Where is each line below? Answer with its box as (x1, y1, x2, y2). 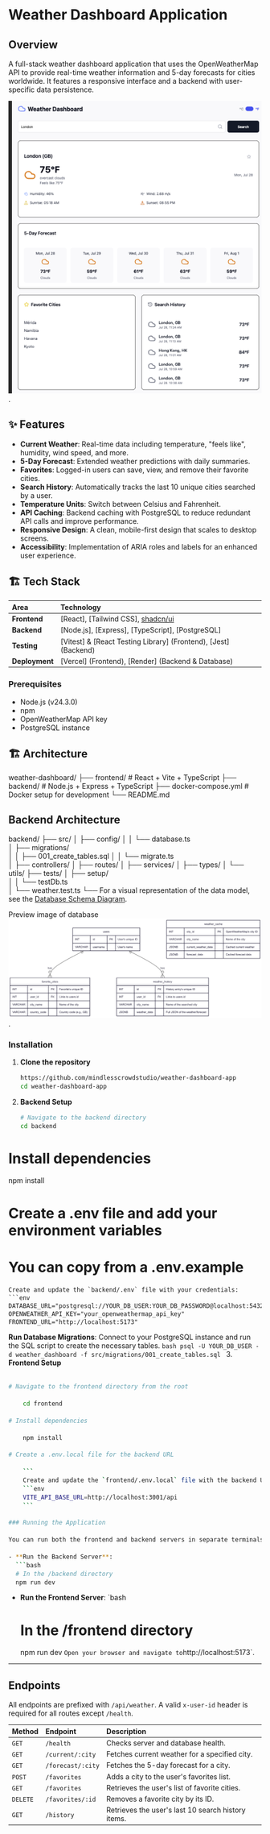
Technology (59, 602, 102, 612)
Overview (8, 38, 59, 52)
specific (8, 85, 35, 94)
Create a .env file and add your (8, 1204, 218, 1222)
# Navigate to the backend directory (19, 1114, 147, 1122)
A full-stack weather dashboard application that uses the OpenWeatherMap (8, 59, 259, 68)
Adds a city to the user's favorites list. (106, 1771, 231, 1782)
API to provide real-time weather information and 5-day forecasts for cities (8, 68, 256, 77)
